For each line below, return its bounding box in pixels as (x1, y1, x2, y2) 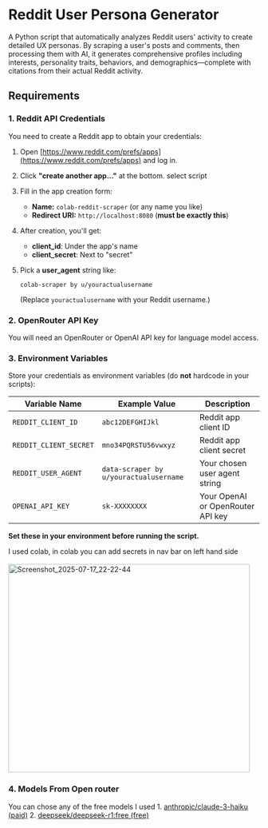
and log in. (143, 155, 178, 165)
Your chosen (199, 458, 247, 469)
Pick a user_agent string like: (19, 265, 116, 275)
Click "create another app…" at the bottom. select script (19, 170, 207, 181)
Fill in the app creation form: (19, 186, 113, 196)
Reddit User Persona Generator (8, 6, 219, 24)
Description (204, 398, 250, 409)
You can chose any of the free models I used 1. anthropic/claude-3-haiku (8, 802, 249, 811)
